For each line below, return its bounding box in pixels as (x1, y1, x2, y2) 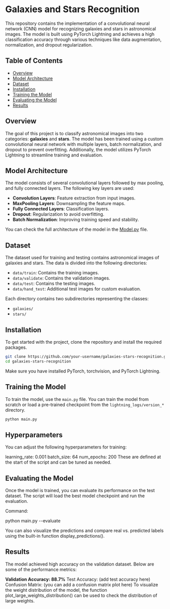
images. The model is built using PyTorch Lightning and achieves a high (5, 31, 155, 37)
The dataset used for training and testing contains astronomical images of (5, 255, 159, 261)
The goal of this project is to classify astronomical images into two (5, 130, 144, 136)
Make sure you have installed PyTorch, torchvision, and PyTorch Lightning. (5, 368, 161, 374)
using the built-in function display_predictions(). (5, 533, 105, 539)
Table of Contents (5, 57, 63, 65)
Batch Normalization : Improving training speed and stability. (12, 217, 139, 223)
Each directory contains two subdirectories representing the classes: (5, 296, 149, 302)
